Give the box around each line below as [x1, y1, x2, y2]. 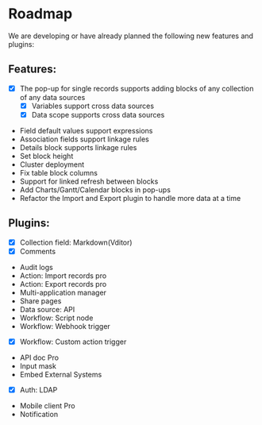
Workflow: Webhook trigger [19, 321, 111, 330]
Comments [19, 246, 56, 256]
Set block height [19, 151, 74, 160]
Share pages [19, 296, 62, 306]
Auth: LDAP [19, 384, 58, 394]
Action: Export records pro [19, 279, 107, 288]
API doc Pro [19, 353, 60, 362]
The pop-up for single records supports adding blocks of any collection [19, 83, 254, 93]
